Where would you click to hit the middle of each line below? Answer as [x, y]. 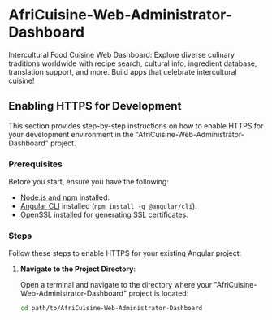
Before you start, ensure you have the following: [89, 182]
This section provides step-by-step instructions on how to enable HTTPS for [136, 125]
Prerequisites [35, 164]
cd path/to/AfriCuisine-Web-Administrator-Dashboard [111, 309]
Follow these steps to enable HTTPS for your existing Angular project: [125, 253]
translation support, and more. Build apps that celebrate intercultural [123, 71]
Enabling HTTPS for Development [95, 106]
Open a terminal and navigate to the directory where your [116, 285]
